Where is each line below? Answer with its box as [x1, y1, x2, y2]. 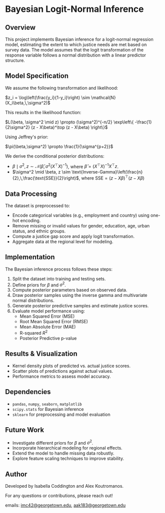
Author [5, 470, 27, 478]
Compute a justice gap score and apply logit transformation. [12, 233, 135, 239]
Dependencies [5, 388, 51, 396]
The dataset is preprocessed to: [5, 202, 70, 209]
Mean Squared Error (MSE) [19, 313, 75, 319]
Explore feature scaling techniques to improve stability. [12, 456, 124, 461]
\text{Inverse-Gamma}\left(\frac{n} [71, 169, 143, 175]
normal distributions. [12, 297, 55, 303]
